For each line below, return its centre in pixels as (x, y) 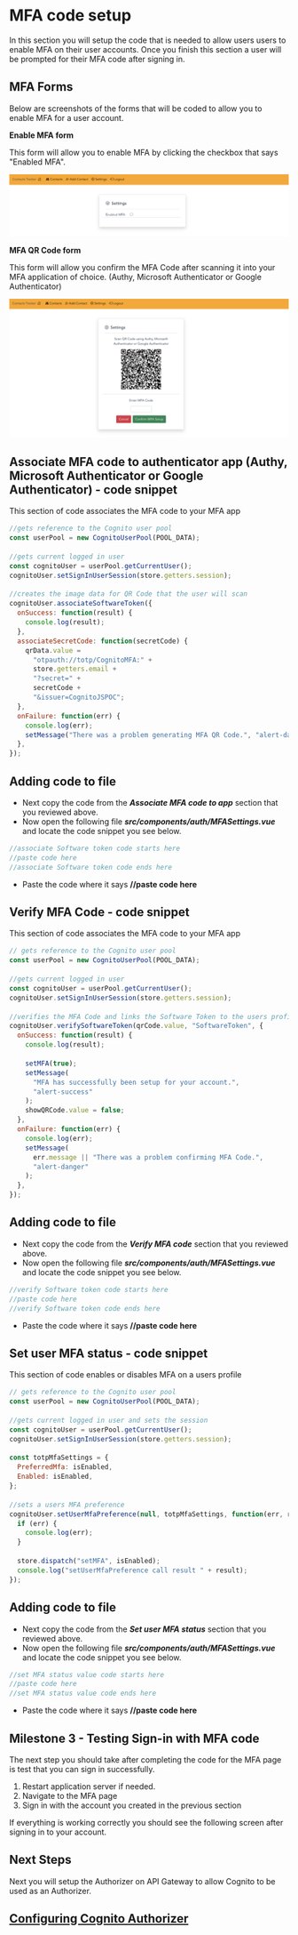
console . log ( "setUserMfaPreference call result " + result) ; (133, 1570)
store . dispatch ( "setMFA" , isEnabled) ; (89, 1562)
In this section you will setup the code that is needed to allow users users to (148, 40)
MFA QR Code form (45, 251)
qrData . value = (53, 650)
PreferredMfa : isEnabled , (65, 1467)
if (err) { (37, 1523)
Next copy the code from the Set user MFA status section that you (144, 1629)
